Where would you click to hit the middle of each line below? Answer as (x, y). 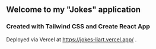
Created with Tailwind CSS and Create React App (78, 27)
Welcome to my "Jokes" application (74, 10)
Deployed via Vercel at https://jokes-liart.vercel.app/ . (71, 39)
